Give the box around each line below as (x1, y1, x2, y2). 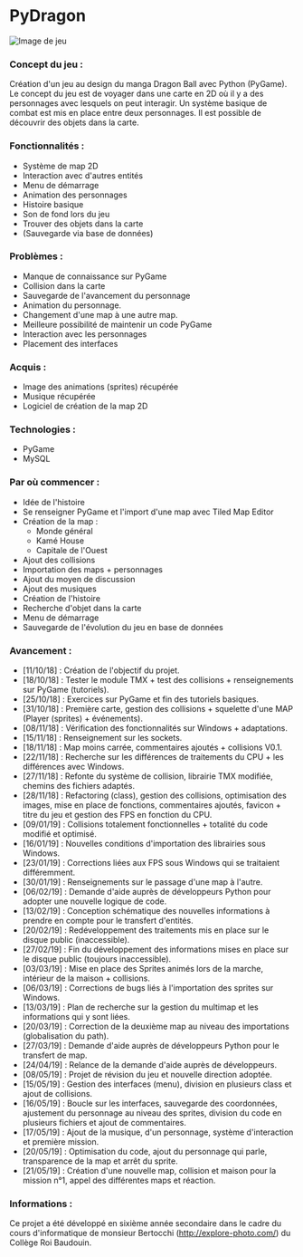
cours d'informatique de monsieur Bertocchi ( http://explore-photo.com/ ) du (9, 1228, 291, 1239)
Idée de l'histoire (22, 496, 86, 507)
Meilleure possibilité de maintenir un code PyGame (22, 319, 213, 330)
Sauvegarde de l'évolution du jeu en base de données (22, 621, 223, 632)
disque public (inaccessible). (22, 935, 130, 945)
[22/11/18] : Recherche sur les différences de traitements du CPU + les (22, 752, 285, 763)
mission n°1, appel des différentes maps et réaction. (22, 1175, 216, 1186)
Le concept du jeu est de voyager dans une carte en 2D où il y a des (9, 88, 264, 100)
